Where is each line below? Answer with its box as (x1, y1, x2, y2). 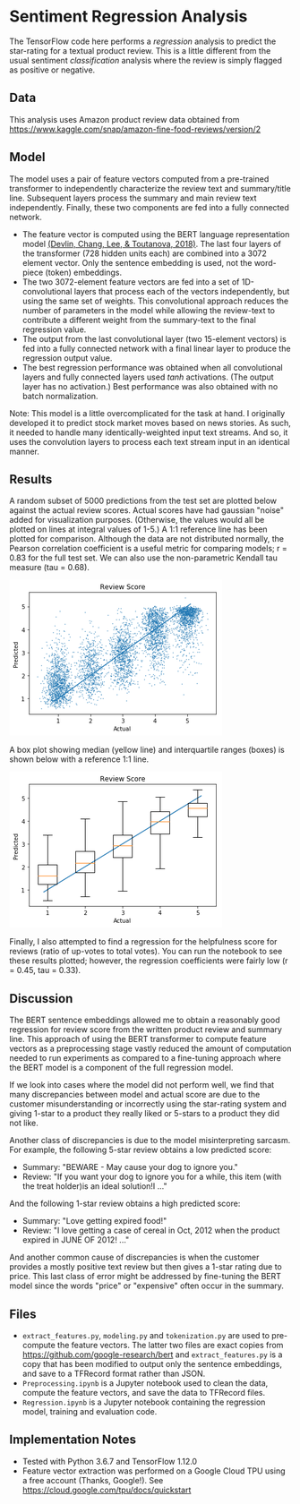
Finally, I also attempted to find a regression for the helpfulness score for (9, 936, 278, 947)
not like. (9, 1117, 39, 1129)
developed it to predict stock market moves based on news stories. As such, (9, 417, 291, 428)
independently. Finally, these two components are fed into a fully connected (9, 201, 289, 212)
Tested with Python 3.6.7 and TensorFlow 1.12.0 (21, 1456, 198, 1466)
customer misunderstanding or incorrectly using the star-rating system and (9, 1098, 287, 1109)
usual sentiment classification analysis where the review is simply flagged (9, 55, 282, 65)
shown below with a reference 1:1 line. (9, 754, 150, 765)
